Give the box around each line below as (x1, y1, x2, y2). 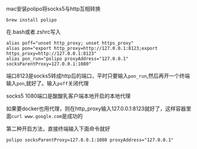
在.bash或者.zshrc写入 (6, 29, 61, 35)
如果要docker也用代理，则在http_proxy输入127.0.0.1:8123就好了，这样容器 (6, 105, 186, 112)
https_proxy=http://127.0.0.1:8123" (6, 51, 97, 57)
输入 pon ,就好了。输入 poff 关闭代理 (6, 80, 89, 86)
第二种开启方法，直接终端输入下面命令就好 (6, 125, 110, 132)
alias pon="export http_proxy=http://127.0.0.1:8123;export (6, 45, 158, 51)
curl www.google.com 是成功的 (11, 113, 83, 119)
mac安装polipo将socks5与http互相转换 (6, 5, 101, 12)
